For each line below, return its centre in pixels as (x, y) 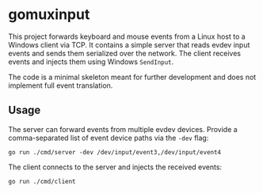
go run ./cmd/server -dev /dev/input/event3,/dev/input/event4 (115, 152)
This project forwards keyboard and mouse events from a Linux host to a (127, 36)
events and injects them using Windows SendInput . (91, 62)
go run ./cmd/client (42, 181)
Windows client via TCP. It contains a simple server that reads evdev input (129, 44)
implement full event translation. (61, 85)
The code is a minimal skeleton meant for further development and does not (132, 77)
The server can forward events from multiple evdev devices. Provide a (123, 129)
